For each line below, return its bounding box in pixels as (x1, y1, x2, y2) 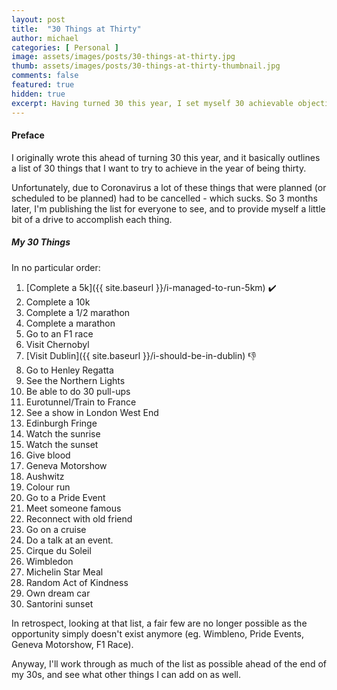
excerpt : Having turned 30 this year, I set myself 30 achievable (11, 98, 294, 108)
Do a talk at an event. (25, 534, 114, 546)
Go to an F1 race (25, 327, 94, 340)
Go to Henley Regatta (25, 364, 114, 376)
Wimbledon (25, 555, 74, 567)
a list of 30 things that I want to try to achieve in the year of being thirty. (11, 162, 307, 174)
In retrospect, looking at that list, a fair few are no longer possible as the (11, 617, 308, 629)
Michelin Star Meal (25, 566, 104, 578)
